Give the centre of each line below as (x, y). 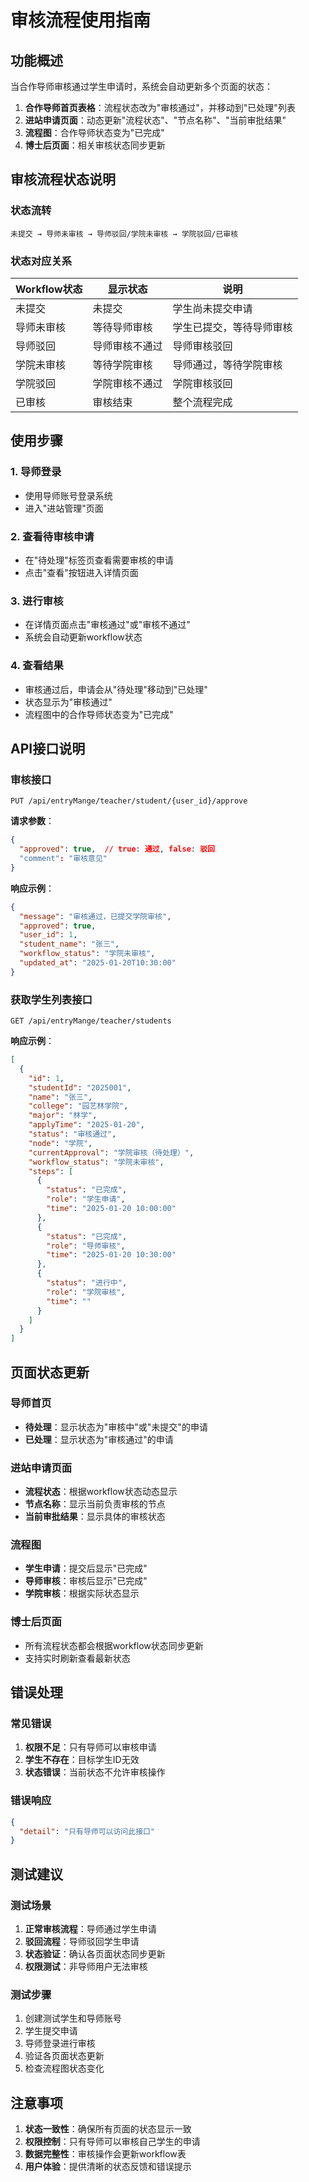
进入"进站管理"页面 (64, 508)
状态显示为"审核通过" (68, 702)
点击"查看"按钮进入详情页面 (81, 572)
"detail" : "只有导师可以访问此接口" (87, 1831)
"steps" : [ (51, 1171)
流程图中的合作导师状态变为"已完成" (99, 714)
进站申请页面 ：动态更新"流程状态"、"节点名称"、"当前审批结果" (155, 120)
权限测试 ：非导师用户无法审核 (86, 1967)
